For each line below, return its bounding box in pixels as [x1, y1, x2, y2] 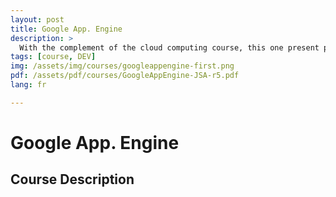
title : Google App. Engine [10, 24, 123, 34]
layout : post [10, 14, 65, 25]
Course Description [10, 171, 135, 188]
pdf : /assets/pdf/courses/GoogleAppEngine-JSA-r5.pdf [10, 71, 240, 81]
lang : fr [10, 80, 47, 90]
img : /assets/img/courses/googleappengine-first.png [10, 61, 235, 71]
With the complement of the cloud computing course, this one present [19, 42, 320, 53]
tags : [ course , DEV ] [10, 52, 97, 62]
